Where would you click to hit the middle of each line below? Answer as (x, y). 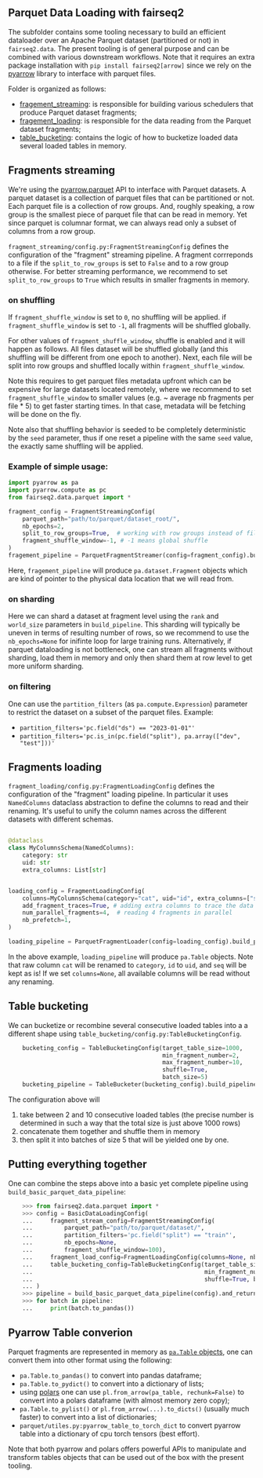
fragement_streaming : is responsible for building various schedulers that (136, 104)
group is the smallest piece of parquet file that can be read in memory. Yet (128, 214)
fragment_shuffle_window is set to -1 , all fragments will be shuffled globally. (130, 325)
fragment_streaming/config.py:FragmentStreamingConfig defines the (119, 246)
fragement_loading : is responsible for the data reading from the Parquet (135, 120)
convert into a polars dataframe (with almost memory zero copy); (124, 1400)
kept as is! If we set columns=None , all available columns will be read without (129, 973)
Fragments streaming (62, 171)
